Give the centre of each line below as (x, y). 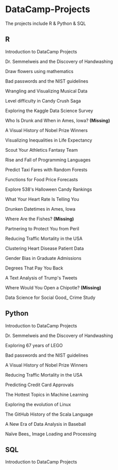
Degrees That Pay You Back (34, 268)
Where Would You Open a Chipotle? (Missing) (53, 287)
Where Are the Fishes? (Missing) (40, 219)
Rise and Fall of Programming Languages (48, 160)
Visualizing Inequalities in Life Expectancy (49, 140)
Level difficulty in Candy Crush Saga (43, 100)
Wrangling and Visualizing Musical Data (46, 91)
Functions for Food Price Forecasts (42, 179)
